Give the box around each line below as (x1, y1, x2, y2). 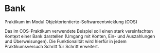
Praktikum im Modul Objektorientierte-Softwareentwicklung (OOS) (4, 19, 138, 25)
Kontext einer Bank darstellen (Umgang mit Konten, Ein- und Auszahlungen (4, 33, 155, 39)
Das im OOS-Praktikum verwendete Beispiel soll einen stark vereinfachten (4, 28, 153, 34)
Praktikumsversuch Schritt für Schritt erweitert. (4, 43, 99, 49)
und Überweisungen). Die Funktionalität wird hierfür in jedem (4, 38, 127, 44)
